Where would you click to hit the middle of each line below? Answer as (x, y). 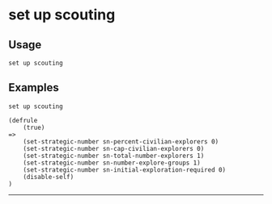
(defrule (23, 120)
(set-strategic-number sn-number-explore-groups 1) (112, 163)
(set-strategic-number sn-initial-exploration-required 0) (125, 170)
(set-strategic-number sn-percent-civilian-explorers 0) (121, 142)
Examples (34, 87)
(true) (34, 127)
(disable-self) (49, 177)
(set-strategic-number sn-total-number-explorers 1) (114, 156)
